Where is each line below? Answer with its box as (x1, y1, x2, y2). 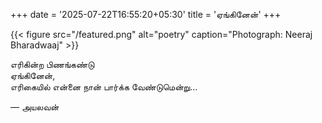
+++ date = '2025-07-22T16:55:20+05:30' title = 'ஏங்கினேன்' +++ (10, 9, 282, 20)
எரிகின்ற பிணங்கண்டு (10, 59, 95, 70)
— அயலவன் (10, 101, 60, 113)
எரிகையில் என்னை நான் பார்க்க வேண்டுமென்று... (10, 81, 198, 93)
